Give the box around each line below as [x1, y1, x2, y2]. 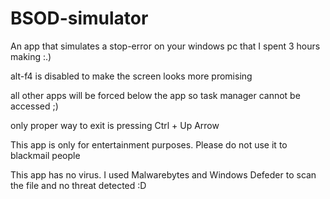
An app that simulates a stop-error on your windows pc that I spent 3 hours [10, 40, 321, 52]
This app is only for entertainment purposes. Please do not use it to [10, 138, 288, 151]
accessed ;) [10, 100, 59, 112]
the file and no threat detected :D [10, 179, 147, 191]
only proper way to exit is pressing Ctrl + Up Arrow [10, 119, 220, 131]
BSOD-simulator [10, 7, 149, 30]
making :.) [10, 50, 52, 62]
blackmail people [10, 149, 81, 161]
